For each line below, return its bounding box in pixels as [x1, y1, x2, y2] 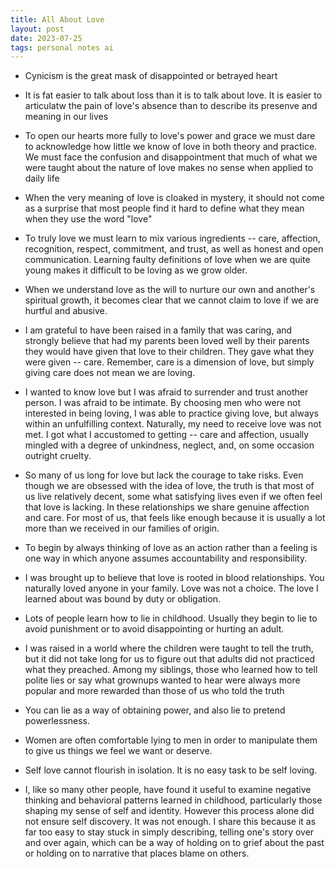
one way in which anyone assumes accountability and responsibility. [24, 552, 308, 565]
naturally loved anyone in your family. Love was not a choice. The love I [24, 582, 319, 595]
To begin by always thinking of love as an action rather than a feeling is [24, 542, 318, 554]
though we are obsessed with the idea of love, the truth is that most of [24, 480, 315, 492]
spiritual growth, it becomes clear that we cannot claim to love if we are [24, 294, 320, 306]
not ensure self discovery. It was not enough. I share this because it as [24, 816, 317, 828]
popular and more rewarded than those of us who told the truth [24, 685, 285, 697]
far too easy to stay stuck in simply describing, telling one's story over [24, 826, 315, 838]
